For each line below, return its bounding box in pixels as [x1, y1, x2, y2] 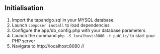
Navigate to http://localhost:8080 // [11, 43, 85, 49]
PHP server [11, 38, 36, 44]
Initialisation [4, 4, 44, 12]
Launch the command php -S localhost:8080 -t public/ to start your [11, 32, 156, 38]
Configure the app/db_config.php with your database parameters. [11, 27, 147, 33]
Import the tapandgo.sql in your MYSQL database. [11, 17, 115, 23]
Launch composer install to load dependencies [11, 22, 110, 28]
